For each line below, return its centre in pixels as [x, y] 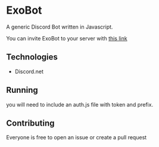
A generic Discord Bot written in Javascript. [60, 27]
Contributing [30, 123]
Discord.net [29, 71]
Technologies [32, 57]
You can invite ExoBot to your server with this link [67, 38]
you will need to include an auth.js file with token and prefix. [80, 104]
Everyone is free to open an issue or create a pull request [77, 137]
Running [22, 90]
